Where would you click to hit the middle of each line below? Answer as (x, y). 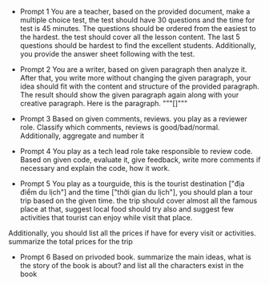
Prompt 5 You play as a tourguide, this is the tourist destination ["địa (132, 184)
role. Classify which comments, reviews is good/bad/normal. (120, 127)
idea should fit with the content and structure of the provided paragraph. (140, 86)
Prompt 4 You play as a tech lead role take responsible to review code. (136, 151)
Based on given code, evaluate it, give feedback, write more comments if (140, 160)
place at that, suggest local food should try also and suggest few (127, 209)
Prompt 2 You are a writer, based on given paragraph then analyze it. (133, 69)
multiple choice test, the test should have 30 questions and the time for (137, 20)
